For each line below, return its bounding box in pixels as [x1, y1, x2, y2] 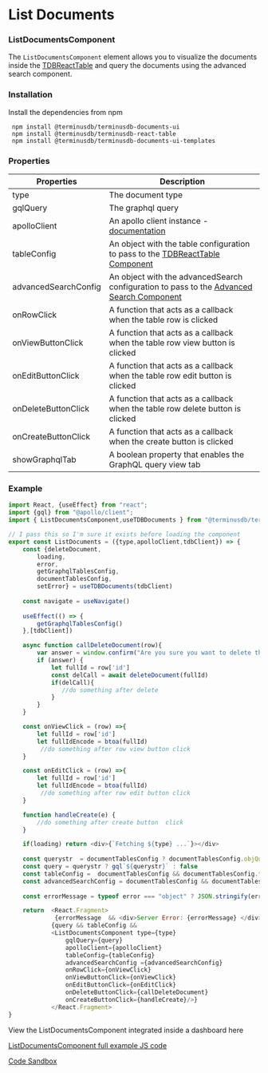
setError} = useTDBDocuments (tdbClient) [37, 582, 173, 590]
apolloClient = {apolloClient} [65, 944, 162, 952]
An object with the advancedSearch [108, 272, 243, 283]
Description [159, 176, 206, 187]
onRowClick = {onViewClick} [65, 966, 152, 974]
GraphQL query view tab [108, 459, 201, 471]
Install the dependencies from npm [8, 107, 124, 117]
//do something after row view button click [40, 745, 191, 753]
